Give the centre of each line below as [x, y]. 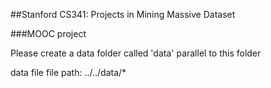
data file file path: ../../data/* [68, 72]
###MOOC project [48, 33]
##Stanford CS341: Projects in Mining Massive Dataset [123, 14]
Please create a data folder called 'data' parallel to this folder [136, 53]
